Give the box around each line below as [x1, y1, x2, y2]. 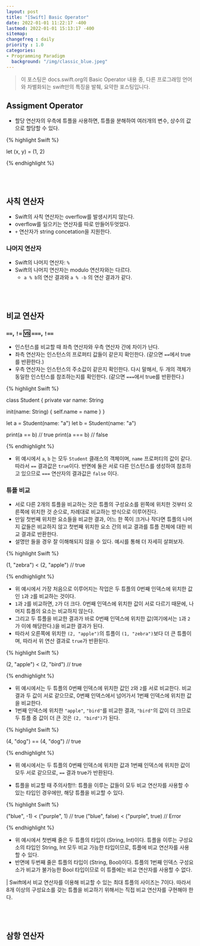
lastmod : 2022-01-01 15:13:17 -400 [6, 25, 95, 32]
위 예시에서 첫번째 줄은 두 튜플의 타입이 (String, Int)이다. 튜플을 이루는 [14, 836, 177, 844]
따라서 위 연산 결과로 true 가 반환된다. [23, 638, 110, 645]
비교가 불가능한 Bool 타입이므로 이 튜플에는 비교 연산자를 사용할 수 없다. [26, 866, 192, 873]
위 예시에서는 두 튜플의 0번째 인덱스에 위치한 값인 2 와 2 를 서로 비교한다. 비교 [14, 685, 192, 692]
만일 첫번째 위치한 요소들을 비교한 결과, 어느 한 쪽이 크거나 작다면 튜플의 [14, 516, 182, 523]
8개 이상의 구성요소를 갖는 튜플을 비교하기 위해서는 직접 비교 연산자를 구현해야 [6, 886, 187, 894]
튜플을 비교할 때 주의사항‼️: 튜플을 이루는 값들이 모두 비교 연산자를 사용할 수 [14, 782, 189, 789]
